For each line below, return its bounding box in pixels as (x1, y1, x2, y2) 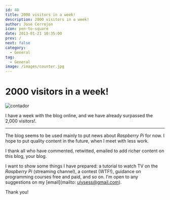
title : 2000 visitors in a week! (5, 12, 76, 17)
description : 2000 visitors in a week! (5, 17, 90, 22)
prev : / (5, 36, 22, 41)
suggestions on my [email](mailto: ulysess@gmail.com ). (5, 179, 122, 185)
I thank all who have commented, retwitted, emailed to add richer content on (5, 148, 164, 154)
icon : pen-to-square (5, 26, 49, 31)
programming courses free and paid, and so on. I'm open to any (5, 174, 138, 180)
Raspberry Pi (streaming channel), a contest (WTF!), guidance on (5, 169, 142, 175)
